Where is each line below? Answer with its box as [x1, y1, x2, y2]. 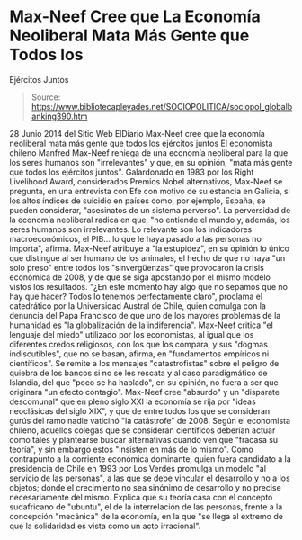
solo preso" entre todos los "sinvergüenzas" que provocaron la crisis [9, 262, 265, 273]
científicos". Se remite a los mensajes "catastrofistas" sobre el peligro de [9, 357, 280, 368]
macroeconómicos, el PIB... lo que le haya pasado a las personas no [9, 233, 262, 244]
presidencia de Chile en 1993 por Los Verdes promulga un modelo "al [9, 463, 267, 473]
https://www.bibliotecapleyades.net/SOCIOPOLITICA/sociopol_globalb [31, 101, 293, 112]
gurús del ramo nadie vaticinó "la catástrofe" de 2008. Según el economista [9, 415, 290, 426]
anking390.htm [31, 111, 88, 121]
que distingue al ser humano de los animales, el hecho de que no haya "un [9, 252, 286, 263]
